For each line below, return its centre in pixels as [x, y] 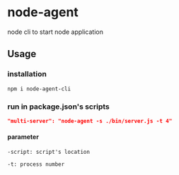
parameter [23, 137]
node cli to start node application [56, 32]
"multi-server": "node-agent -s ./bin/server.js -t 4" [90, 121]
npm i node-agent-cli [39, 89]
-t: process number [36, 164]
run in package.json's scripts [58, 107]
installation [27, 74]
